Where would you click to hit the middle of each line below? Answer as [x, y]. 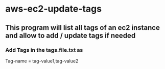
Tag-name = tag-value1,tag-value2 [42, 61]
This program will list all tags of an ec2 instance [82, 28]
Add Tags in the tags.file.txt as [44, 50]
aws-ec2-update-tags [54, 9]
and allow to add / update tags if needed [70, 35]
